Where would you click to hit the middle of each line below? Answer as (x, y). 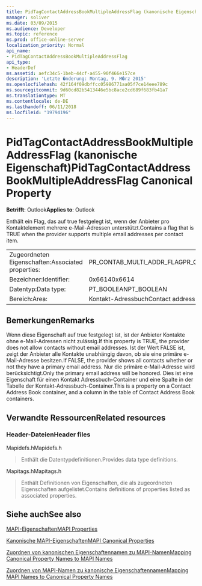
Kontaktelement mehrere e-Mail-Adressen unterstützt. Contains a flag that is (100, 228)
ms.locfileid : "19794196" (38, 112)
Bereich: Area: (29, 299)
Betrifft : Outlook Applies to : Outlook (50, 210)
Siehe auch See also (44, 514)
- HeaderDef (21, 68)
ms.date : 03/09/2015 (32, 23)
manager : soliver (28, 17)
